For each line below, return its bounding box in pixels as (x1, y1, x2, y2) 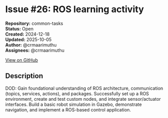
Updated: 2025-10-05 (5, 36, 52, 43)
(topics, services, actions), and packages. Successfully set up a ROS (5, 90, 149, 97)
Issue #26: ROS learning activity (5, 4, 144, 15)
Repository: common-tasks (5, 20, 63, 26)
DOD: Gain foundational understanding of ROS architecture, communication (5, 85, 163, 91)
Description (5, 72, 43, 81)
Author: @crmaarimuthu (5, 42, 57, 48)
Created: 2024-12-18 (5, 31, 50, 37)
